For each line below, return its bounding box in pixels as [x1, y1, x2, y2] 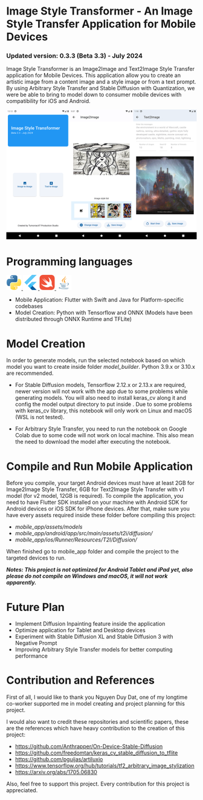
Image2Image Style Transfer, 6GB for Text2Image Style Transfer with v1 [6, 486, 184, 493]
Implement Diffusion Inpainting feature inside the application [14, 620, 166, 627]
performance [14, 652, 48, 660]
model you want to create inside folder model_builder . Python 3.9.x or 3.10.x [6, 363, 195, 371]
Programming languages [6, 254, 133, 268]
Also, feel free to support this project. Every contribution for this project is [6, 780, 190, 788]
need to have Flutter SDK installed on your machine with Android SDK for [6, 498, 188, 506]
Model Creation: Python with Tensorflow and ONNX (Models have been [14, 309, 193, 316]
